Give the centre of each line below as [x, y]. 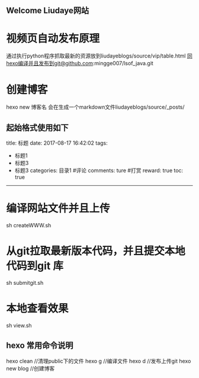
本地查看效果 [38, 309]
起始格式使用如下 [37, 127]
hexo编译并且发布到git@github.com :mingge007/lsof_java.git [80, 63]
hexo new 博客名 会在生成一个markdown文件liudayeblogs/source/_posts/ [95, 107]
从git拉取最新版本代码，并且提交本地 [96, 251]
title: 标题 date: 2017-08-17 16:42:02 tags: [57, 143]
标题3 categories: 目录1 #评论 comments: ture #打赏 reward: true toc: [99, 170]
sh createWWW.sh [29, 225]
